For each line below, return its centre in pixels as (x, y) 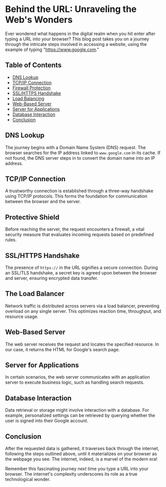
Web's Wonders (39, 20)
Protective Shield (32, 217)
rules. (11, 240)
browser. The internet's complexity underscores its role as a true (71, 474)
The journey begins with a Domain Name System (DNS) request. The (76, 147)
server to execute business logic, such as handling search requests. (75, 382)
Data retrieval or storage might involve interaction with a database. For (77, 410)
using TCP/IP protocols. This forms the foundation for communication (76, 196)
